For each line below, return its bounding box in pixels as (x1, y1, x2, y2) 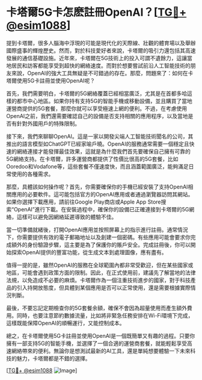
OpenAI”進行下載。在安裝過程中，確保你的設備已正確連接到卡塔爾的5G (14, 205, 189, 213)
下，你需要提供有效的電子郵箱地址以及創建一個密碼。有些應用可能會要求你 (6, 233, 191, 241)
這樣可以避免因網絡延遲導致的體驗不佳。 (16, 213, 117, 220)
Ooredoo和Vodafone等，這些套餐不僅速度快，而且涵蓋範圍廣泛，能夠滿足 (6, 163, 189, 170)
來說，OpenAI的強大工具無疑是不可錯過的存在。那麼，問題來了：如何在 (11, 69, 188, 76)
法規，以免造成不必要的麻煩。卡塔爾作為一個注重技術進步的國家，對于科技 (6, 276, 191, 284)
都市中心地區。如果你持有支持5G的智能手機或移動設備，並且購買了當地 (16, 97, 192, 104)
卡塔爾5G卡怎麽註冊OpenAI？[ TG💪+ (6, 5, 187, 19)
